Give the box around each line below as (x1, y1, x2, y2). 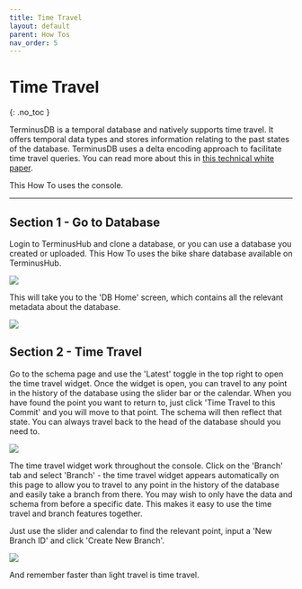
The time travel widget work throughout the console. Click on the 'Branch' (9, 460, 283, 471)
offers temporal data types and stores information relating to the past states (9, 134, 290, 145)
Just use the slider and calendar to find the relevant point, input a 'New (9, 525, 272, 536)
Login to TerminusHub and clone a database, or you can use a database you (9, 239, 292, 249)
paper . (9, 163, 33, 174)
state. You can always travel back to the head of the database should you (9, 416, 281, 427)
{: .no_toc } (9, 107, 50, 118)
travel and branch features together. (9, 508, 143, 519)
